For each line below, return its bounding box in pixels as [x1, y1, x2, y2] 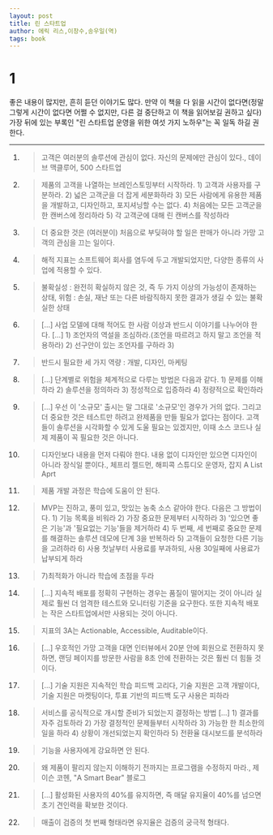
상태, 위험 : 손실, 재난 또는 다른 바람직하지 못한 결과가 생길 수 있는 [41, 293, 248, 303]
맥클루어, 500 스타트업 [49, 163, 122, 173]
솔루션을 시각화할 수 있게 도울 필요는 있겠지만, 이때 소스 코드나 [56, 423, 254, 433]
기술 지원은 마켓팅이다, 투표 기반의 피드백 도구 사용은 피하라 [41, 691, 230, 700]
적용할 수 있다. [56, 265, 102, 275]
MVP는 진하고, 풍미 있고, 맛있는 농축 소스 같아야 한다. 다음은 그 [41, 503, 241, 513]
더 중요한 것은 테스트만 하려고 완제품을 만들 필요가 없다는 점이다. [41, 412, 245, 422]
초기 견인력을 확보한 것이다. [41, 800, 128, 810]
